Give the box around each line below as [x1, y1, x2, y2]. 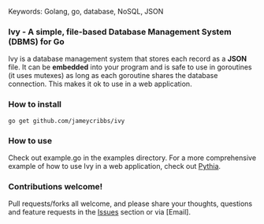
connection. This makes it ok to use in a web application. [8, 79, 192, 89]
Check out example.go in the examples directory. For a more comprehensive [8, 153, 257, 162]
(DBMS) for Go [8, 35, 65, 47]
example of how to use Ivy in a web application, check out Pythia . [8, 161, 221, 170]
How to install [8, 99, 61, 110]
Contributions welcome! [8, 181, 103, 192]
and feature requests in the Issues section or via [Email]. [8, 207, 191, 217]
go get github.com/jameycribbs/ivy [8, 117, 125, 125]
